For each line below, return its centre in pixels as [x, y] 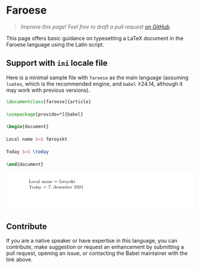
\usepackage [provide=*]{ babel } [45, 114]
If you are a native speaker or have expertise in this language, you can [92, 241]
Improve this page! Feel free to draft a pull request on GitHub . [96, 27]
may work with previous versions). [48, 90]
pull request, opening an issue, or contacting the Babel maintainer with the [97, 253]
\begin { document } [28, 127]
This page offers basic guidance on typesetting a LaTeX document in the [95, 38]
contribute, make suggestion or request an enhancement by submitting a [95, 247]
